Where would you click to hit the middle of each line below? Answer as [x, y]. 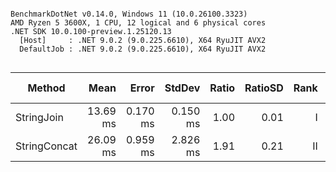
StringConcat [46, 146]
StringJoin [39, 117]
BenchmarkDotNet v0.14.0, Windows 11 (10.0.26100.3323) [129, 14]
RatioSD [264, 88]
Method [46, 88]
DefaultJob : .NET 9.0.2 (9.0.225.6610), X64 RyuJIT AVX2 [143, 49]
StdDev [182, 88]
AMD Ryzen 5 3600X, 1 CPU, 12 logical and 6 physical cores [138, 23]
